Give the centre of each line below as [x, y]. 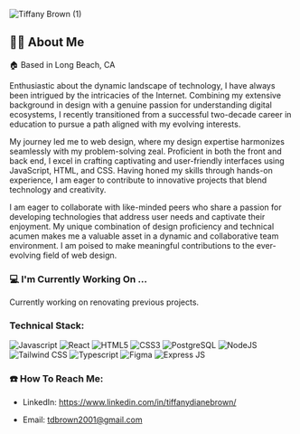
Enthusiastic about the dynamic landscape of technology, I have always [142, 85]
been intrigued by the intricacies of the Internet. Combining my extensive [145, 95]
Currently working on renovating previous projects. [104, 302]
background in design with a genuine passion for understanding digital [141, 105]
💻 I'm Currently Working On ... [78, 278]
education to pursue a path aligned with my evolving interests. [125, 124]
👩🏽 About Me [47, 42]
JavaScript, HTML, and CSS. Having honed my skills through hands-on [141, 170]
